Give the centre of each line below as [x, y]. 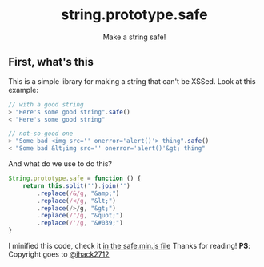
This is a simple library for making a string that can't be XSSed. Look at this [132, 81]
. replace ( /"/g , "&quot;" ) [80, 216]
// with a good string [46, 104]
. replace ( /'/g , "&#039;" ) [80, 223]
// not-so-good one [41, 133]
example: [23, 90]
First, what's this [51, 62]
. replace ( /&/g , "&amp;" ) [78, 193]
